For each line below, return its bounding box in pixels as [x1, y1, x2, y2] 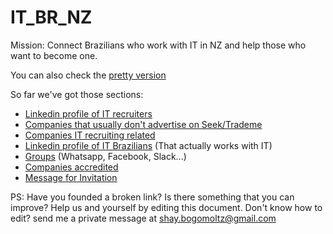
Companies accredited [24, 161, 119, 173]
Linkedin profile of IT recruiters [24, 107, 153, 120]
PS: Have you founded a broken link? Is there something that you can [10, 191, 295, 203]
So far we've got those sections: [10, 88, 144, 100]
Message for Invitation [24, 171, 118, 183]
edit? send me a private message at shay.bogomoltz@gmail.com [10, 212, 277, 224]
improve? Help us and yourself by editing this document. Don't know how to [10, 201, 323, 213]
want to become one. [10, 49, 98, 61]
